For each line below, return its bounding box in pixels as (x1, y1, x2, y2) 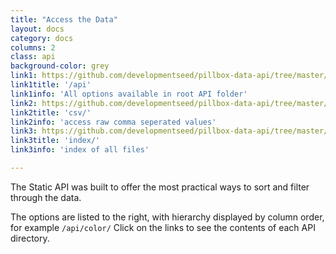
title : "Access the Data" (10, 14, 118, 25)
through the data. (10, 191, 82, 203)
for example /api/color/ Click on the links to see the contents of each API (10, 221, 316, 233)
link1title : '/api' (10, 80, 92, 90)
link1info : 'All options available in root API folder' (10, 89, 248, 99)
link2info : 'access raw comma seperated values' (10, 117, 217, 127)
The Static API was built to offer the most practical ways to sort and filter (10, 181, 310, 193)
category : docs (10, 33, 74, 43)
